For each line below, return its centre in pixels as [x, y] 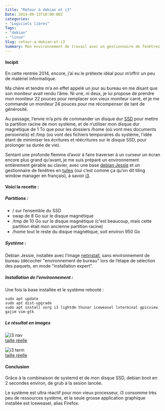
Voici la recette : [22, 187]
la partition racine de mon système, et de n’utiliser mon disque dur [72, 124]
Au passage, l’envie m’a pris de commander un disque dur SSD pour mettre [82, 119]
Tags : [11, 28]
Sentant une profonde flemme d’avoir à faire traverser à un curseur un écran [83, 154]
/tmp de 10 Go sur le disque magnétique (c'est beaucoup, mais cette [82, 221]
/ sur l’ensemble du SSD [37, 211]
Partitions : [17, 198]
